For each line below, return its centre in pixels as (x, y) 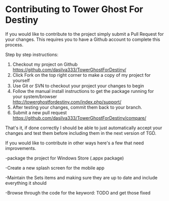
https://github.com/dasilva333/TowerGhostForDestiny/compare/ (79, 118)
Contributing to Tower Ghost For (74, 9)
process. (14, 44)
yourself (21, 80)
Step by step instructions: (32, 55)
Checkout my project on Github (45, 64)
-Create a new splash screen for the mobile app (55, 168)
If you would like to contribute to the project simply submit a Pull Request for (84, 34)
